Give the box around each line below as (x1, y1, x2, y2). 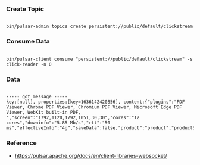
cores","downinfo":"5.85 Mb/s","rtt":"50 (6, 120, 111, 126)
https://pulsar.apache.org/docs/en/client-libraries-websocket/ (14, 152, 168, 160)
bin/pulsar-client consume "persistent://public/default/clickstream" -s (6, 56, 193, 62)
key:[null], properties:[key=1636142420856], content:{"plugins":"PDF (6, 99, 185, 105)
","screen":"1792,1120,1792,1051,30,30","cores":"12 (6, 114, 140, 120)
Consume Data (6, 38, 51, 46)
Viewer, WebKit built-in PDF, (6, 109, 82, 115)
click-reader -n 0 (6, 61, 52, 67)
